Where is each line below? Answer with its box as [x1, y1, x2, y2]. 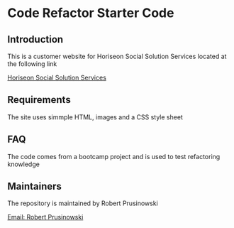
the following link [7, 60, 57, 68]
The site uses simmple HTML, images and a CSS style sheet [7, 112, 183, 121]
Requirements [7, 94, 71, 106]
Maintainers [7, 180, 62, 192]
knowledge [7, 160, 40, 168]
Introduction [7, 33, 64, 45]
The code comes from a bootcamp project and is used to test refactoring [7, 152, 221, 161]
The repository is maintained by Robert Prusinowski [7, 199, 158, 207]
